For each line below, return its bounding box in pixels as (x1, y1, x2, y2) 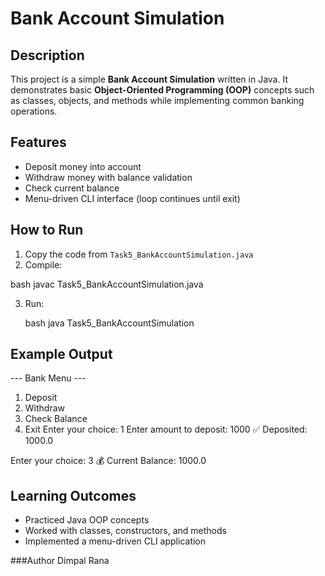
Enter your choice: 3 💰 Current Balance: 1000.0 (10, 455, 207, 467)
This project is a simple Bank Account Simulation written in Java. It (10, 73, 288, 85)
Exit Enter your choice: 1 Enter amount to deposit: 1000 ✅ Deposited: (24, 423, 308, 436)
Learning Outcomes (10, 487, 137, 504)
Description (10, 47, 85, 64)
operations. (10, 105, 58, 117)
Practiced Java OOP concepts (24, 514, 150, 526)
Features (10, 134, 67, 151)
